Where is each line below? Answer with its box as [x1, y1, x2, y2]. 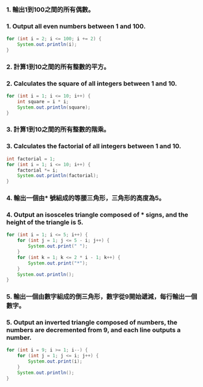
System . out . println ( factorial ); [17, 173, 99, 179]
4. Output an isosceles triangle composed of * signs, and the [6, 210, 189, 219]
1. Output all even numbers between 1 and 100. [6, 22, 146, 30]
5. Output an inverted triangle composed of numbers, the [6, 318, 178, 327]
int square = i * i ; [17, 98, 69, 104]
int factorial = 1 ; [6, 156, 56, 162]
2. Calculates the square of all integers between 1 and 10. [6, 79, 178, 87]
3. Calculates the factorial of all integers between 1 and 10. [6, 142, 182, 150]
